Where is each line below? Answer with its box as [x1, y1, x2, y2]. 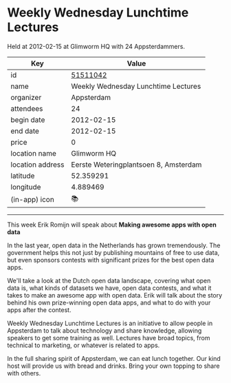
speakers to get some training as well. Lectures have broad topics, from [7, 333, 210, 342]
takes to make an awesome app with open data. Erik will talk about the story [7, 291, 223, 299]
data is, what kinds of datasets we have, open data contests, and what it [7, 284, 212, 292]
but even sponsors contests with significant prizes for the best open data [7, 256, 214, 264]
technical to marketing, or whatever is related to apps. [7, 341, 160, 349]
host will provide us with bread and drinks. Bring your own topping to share [7, 362, 220, 370]
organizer [10, 92, 42, 102]
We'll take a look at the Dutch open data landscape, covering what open [7, 276, 211, 284]
